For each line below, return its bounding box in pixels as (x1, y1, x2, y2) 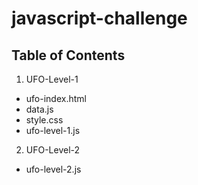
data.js (25, 103, 54, 115)
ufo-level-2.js (25, 163, 82, 175)
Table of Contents (11, 47, 126, 64)
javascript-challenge (11, 7, 188, 30)
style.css (25, 114, 64, 126)
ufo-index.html (25, 93, 87, 104)
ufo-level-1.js (25, 125, 81, 136)
